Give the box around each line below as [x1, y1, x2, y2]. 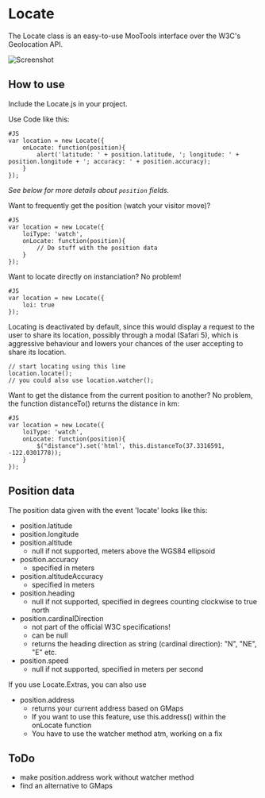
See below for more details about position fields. [8, 185, 170, 195]
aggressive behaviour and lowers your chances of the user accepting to [8, 338, 244, 348]
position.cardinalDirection [19, 613, 105, 623]
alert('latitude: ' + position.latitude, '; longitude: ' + [36, 150, 240, 159]
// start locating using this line [8, 362, 126, 370]
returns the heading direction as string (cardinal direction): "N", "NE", [31, 638, 257, 648]
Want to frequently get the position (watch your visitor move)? [8, 200, 211, 210]
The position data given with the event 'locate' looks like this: [8, 505, 208, 515]
